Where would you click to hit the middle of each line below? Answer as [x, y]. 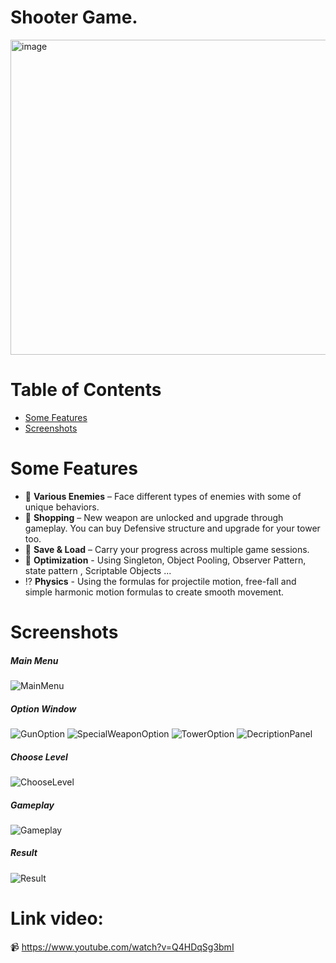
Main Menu [34, 660]
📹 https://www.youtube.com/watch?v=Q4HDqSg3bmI [122, 947]
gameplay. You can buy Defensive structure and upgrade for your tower [172, 528]
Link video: [57, 918]
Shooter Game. [74, 17]
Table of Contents [86, 390]
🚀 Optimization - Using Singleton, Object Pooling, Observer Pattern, [165, 560]
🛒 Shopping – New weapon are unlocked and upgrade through [154, 517]
